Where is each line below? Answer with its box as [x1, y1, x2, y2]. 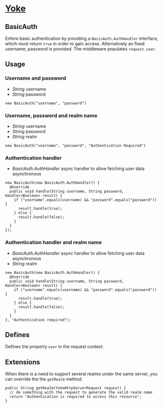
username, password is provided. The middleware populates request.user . [5, 46, 157, 52]
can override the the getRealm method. [5, 376, 83, 382]
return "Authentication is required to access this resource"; [9, 394, 141, 399]
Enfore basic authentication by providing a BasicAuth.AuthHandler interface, [5, 35, 159, 41]
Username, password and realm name [5, 112, 98, 119]
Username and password [5, 75, 66, 82]
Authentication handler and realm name [5, 239, 102, 246]
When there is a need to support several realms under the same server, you [5, 371, 158, 377]
